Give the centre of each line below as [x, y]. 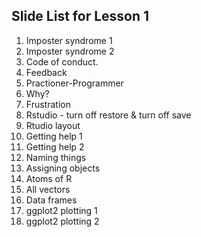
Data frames [51, 200]
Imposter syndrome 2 [70, 51]
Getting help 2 [55, 146]
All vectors [48, 189]
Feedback [46, 72]
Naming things [56, 157]
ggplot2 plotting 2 [62, 221]
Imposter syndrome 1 [69, 40]
